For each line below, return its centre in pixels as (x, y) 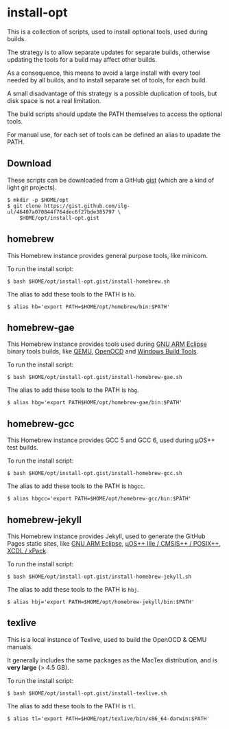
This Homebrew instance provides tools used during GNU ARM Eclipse (107, 344)
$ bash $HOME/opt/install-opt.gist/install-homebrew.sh (88, 281)
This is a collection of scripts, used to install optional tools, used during (107, 32)
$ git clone (24, 206)
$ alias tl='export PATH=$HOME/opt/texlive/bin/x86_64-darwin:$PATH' (109, 719)
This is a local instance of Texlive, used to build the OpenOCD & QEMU (107, 639)
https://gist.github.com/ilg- (87, 206)
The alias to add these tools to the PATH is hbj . (73, 589)
